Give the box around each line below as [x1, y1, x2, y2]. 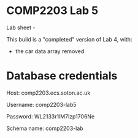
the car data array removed [15, 47, 85, 55]
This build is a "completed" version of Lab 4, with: [6, 35, 132, 43]
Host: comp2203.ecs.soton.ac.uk [6, 89, 91, 96]
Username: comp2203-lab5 [6, 101, 77, 108]
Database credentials [6, 69, 118, 83]
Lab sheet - [6, 24, 36, 31]
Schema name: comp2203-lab [6, 125, 84, 132]
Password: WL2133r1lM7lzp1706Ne [6, 112, 95, 120]
